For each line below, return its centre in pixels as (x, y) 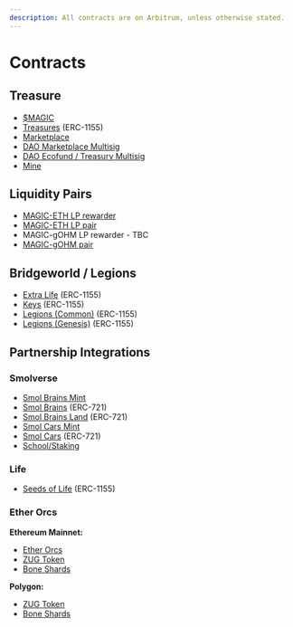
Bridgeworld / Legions (73, 273)
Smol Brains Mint (54, 397)
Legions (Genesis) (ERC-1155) (78, 324)
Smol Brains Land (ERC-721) (75, 416)
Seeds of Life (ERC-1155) (69, 489)
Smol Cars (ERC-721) (61, 436)
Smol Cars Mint (51, 426)
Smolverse (34, 378)
